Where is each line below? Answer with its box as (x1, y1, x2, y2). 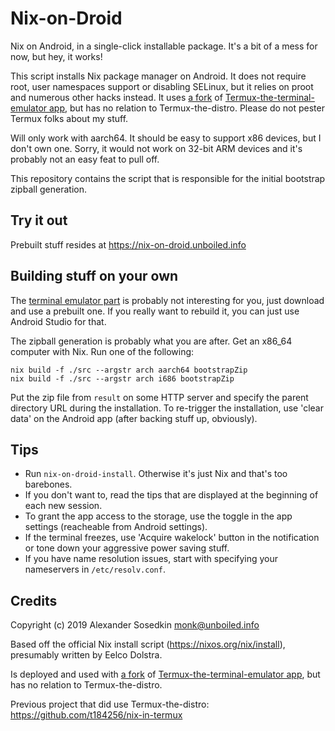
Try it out (10, 212, 68, 229)
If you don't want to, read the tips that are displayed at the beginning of (24, 489, 319, 501)
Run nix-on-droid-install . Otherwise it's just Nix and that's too (24, 468, 288, 480)
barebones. (24, 478, 73, 491)
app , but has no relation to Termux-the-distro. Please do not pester (49, 102, 325, 114)
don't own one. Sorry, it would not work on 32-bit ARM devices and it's (10, 142, 303, 154)
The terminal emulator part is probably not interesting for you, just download (10, 294, 325, 306)
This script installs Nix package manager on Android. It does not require (10, 70, 307, 82)
